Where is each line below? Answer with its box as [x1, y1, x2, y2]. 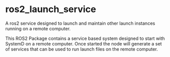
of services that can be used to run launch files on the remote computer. [5, 46, 158, 52]
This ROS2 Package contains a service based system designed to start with [5, 35, 165, 41]
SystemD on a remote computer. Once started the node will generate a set [5, 40, 162, 46]
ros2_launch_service [5, 4, 96, 15]
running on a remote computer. [5, 25, 71, 31]
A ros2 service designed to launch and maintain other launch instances [5, 20, 155, 26]
